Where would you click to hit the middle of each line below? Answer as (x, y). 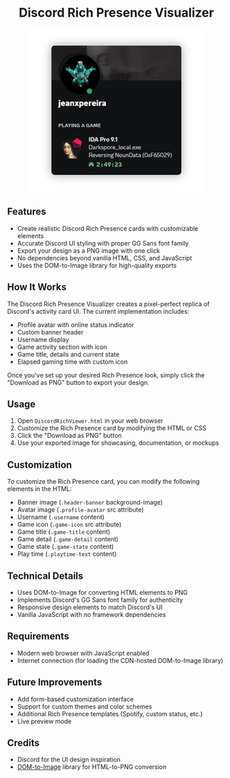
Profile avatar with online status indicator (76, 325)
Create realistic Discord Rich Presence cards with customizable (108, 228)
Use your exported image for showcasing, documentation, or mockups (118, 443)
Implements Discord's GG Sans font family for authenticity (100, 600)
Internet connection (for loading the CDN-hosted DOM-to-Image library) (120, 660)
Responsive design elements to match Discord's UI (90, 607)
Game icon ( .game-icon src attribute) (69, 525)
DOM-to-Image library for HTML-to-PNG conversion (92, 767)
